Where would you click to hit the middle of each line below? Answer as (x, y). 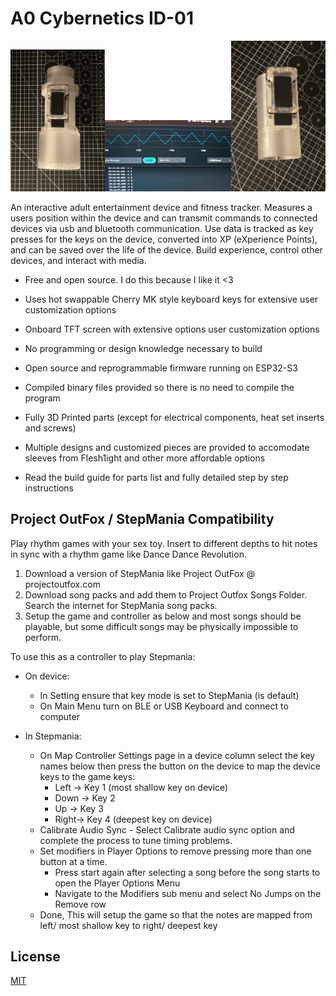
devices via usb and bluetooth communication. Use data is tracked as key (162, 228)
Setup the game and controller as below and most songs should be (163, 616)
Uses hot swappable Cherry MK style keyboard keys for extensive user (171, 299)
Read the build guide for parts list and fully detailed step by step (156, 477)
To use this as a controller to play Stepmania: (103, 656)
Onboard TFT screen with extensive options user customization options (172, 329)
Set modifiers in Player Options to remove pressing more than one (175, 851)
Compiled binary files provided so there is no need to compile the (159, 387)
